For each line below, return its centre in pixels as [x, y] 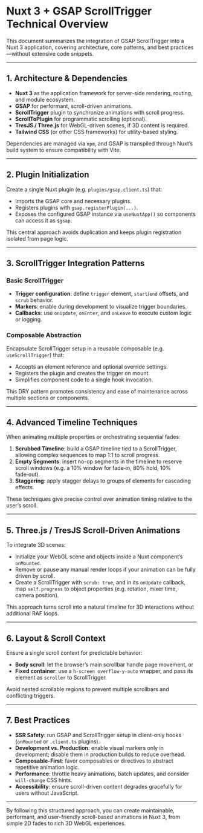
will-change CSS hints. [43, 780]
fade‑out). [27, 475]
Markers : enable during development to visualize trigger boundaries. [101, 307]
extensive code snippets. [63, 53]
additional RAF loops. [33, 614]
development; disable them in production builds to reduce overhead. [100, 754]
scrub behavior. [34, 300]
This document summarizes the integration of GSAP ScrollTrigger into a [95, 41]
